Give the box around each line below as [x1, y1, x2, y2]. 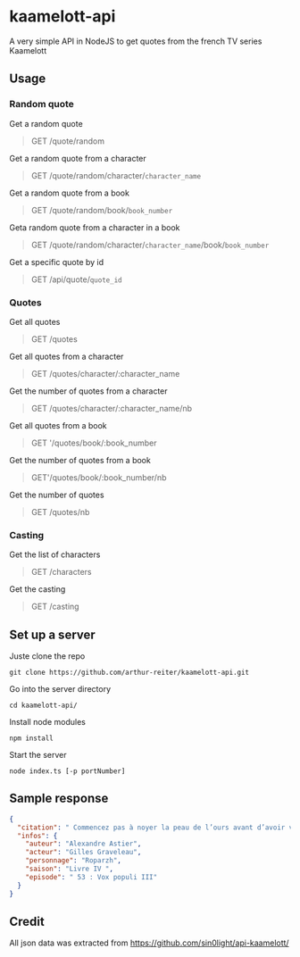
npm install [9, 734, 54, 743]
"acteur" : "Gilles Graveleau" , [25, 848, 142, 857]
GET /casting [30, 601, 79, 612]
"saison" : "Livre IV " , [25, 864, 114, 874]
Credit [9, 913, 45, 929]
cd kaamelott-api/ [9, 701, 78, 711]
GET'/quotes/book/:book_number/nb [30, 471, 167, 483]
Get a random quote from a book [9, 187, 129, 198]
